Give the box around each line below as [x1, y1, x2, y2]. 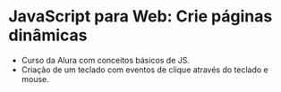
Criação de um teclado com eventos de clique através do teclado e [21, 64, 269, 75]
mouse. [21, 73, 50, 84]
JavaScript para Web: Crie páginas [8, 6, 273, 27]
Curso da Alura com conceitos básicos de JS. [21, 54, 190, 65]
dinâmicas [8, 25, 88, 46]
